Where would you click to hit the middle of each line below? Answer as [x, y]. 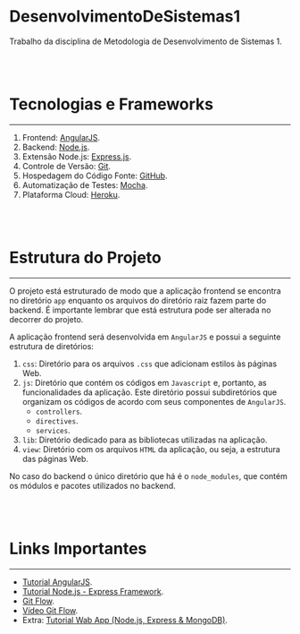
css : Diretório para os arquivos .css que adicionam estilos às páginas [150, 364]
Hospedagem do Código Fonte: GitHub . [95, 176]
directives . [57, 420]
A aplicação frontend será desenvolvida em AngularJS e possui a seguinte [145, 337]
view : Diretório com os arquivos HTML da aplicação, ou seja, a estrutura [151, 449]
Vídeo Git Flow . [50, 610]
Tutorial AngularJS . [57, 582]
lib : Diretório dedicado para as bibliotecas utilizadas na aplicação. [145, 440]
